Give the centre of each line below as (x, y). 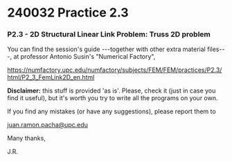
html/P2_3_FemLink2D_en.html (51, 77)
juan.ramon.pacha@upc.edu (48, 125)
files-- (216, 49)
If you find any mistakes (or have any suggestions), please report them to (111, 111)
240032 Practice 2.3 (68, 13)
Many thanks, (27, 138)
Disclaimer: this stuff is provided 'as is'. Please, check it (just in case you (111, 91)
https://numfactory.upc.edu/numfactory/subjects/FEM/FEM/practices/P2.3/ (115, 70)
